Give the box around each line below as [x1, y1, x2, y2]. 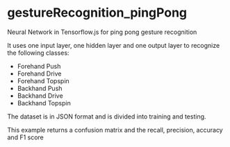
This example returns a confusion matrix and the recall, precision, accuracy [7, 126, 224, 134]
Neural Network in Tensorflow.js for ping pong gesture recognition [7, 28, 197, 36]
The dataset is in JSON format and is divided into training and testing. [7, 112, 206, 121]
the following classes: [7, 49, 69, 57]
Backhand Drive [17, 92, 64, 100]
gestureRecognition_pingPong [7, 5, 188, 21]
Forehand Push [17, 62, 61, 70]
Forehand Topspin [17, 76, 69, 85]
